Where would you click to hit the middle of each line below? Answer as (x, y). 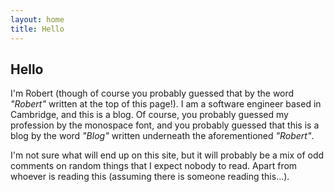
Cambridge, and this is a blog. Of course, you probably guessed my (149, 115)
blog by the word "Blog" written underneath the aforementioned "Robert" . (162, 136)
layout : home (37, 19)
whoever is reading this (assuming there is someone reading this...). (150, 177)
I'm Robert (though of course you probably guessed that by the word (152, 93)
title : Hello (37, 29)
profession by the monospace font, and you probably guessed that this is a (165, 125)
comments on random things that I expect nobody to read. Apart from (154, 166)
